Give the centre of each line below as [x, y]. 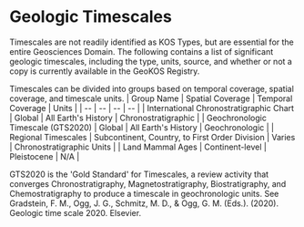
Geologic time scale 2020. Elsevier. [76, 212]
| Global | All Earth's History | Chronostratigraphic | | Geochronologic [138, 118]
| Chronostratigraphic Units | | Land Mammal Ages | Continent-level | [138, 147]
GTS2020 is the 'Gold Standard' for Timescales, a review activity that [139, 174]
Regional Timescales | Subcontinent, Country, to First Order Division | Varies [152, 137]
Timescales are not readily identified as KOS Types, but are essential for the [152, 42]
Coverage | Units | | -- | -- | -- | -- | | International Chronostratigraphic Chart [152, 108]
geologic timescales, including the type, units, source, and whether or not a [151, 61]
